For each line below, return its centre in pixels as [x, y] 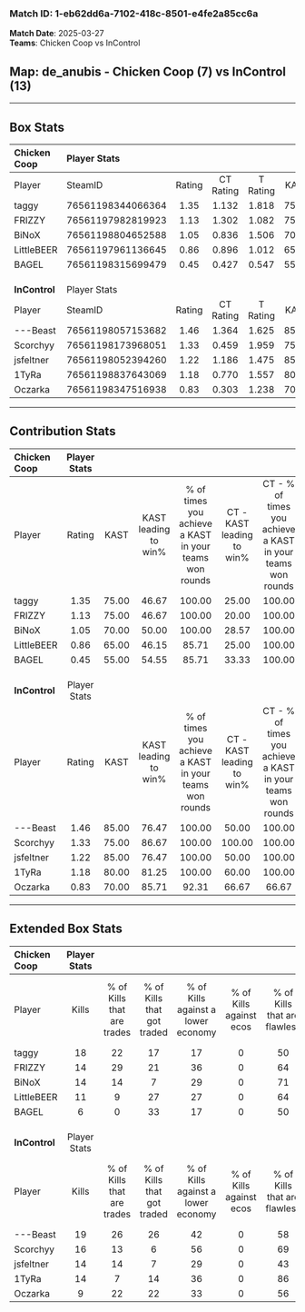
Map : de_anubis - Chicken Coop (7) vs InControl [148, 71]
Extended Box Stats [66, 929]
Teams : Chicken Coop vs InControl [75, 43]
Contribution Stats [63, 431]
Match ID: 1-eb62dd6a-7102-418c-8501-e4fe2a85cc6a [134, 14]
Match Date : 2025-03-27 [57, 34]
